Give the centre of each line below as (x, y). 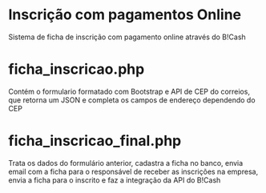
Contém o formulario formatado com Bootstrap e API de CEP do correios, (129, 91)
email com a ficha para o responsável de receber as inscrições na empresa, (133, 171)
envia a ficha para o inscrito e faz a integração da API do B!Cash (115, 180)
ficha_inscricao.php (77, 69)
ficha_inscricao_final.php (95, 141)
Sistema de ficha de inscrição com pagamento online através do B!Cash (127, 37)
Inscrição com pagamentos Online (125, 15)
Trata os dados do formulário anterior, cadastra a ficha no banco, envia (126, 163)
